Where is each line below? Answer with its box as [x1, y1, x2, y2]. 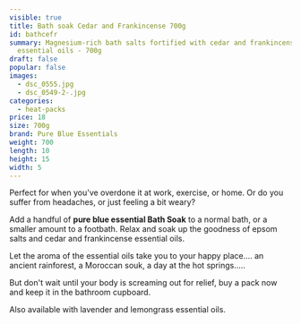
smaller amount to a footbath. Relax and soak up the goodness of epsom [9, 224, 278, 234]
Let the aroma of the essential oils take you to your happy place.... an [9, 251, 264, 261]
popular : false [9, 64, 66, 72]
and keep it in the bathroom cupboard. [9, 287, 151, 298]
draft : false [9, 55, 58, 64]
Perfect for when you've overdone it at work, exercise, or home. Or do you [9, 187, 284, 198]
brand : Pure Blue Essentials [9, 130, 118, 139]
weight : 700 [9, 138, 54, 147]
